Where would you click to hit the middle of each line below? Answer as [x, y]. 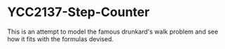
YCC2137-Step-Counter [79, 12]
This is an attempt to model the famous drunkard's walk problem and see [113, 31]
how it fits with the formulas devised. [61, 38]
